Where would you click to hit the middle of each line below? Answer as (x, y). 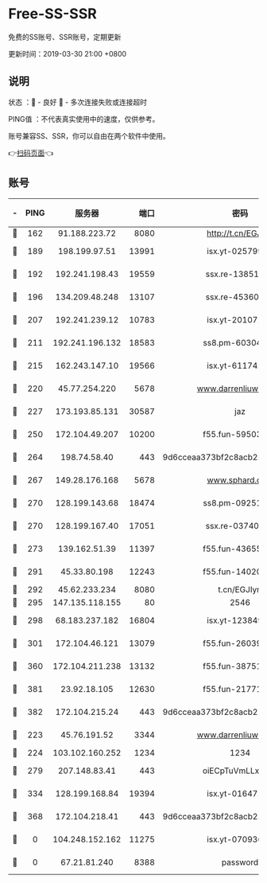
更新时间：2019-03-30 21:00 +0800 (68, 53)
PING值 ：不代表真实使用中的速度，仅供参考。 (84, 119)
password (240, 862)
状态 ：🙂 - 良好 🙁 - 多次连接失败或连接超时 (77, 102)
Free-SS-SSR (52, 14)
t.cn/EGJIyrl (240, 589)
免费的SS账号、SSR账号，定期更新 (65, 37)
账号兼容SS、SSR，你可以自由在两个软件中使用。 (89, 135)
